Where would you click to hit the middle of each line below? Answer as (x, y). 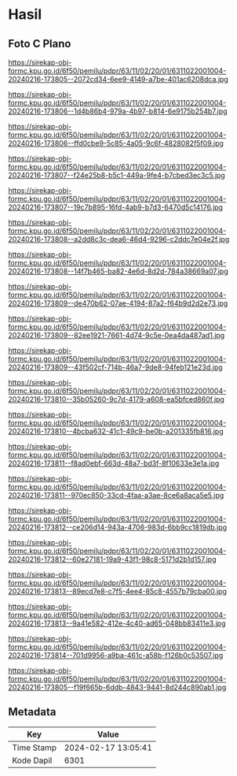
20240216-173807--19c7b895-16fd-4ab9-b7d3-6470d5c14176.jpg (116, 207)
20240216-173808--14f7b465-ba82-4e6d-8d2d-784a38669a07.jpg (118, 271)
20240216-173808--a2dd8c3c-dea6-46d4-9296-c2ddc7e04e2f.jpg (119, 239)
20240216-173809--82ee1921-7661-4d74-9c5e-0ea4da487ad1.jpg (117, 335)
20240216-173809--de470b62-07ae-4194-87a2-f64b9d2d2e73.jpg (118, 303)
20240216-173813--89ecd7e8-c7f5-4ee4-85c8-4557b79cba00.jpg (118, 591)
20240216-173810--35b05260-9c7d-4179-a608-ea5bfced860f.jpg (117, 399)
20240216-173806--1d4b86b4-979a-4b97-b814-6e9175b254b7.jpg (118, 111)
